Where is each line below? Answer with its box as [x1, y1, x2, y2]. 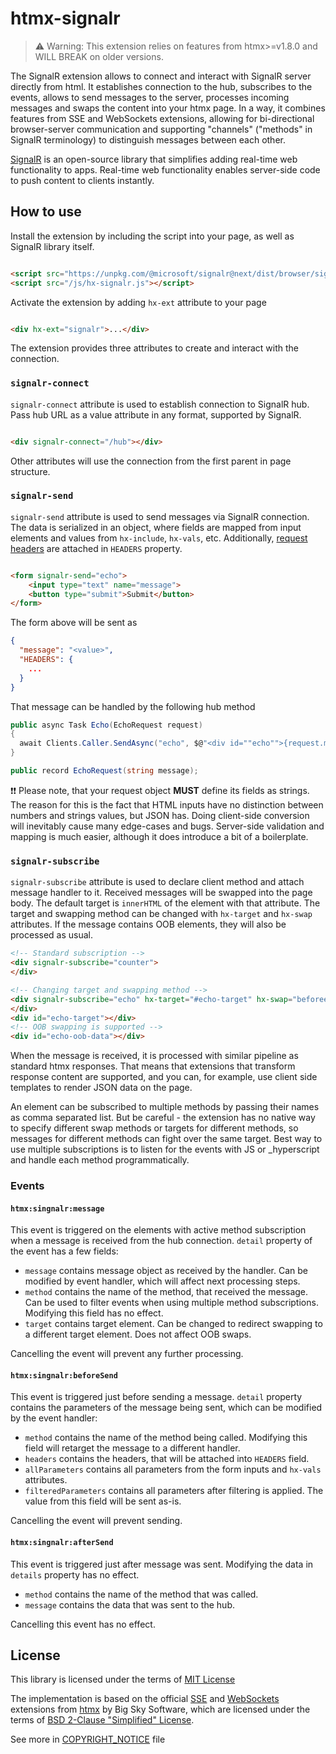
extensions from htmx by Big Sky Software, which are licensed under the [10, 1703, 311, 1716]
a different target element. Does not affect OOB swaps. [24, 1328, 252, 1341]
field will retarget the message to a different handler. [24, 1442, 241, 1454]
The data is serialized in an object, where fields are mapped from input [10, 521, 302, 533]
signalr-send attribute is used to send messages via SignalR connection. [10, 510, 310, 522]
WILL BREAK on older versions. [34, 50, 164, 62]
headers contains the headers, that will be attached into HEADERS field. [24, 1453, 310, 1465]
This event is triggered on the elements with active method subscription [10, 1224, 307, 1236]
